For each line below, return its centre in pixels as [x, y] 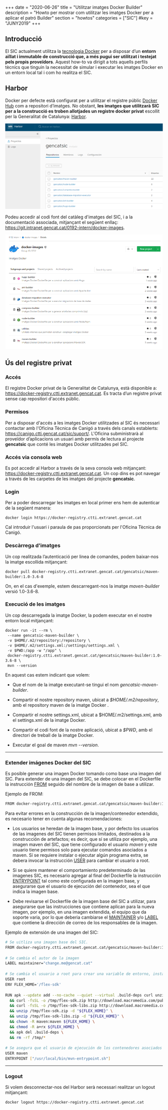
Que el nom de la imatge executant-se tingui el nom [65, 685]
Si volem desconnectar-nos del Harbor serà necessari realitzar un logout [80, 1087]
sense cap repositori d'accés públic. [42, 399]
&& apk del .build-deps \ [37, 1032]
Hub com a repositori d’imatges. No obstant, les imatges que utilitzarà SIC [82, 105]
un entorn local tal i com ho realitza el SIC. [49, 72]
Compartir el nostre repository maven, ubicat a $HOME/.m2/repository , [85, 700]
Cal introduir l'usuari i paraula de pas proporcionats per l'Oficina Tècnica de [83, 527]
